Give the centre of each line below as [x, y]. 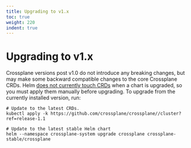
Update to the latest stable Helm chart [61, 129]
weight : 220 [20, 22]
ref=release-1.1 [26, 119]
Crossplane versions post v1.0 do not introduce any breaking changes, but [95, 73]
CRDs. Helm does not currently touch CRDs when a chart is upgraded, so [94, 85]
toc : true [18, 17]
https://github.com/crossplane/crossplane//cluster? [116, 114]
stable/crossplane [28, 139]
